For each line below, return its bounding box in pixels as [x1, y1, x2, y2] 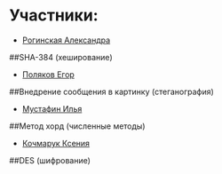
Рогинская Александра [21, 35, 111, 45]
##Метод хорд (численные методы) [9, 121, 146, 131]
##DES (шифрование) [9, 154, 91, 165]
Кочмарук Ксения [21, 138, 91, 148]
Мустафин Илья [21, 103, 83, 114]
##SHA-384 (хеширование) [9, 51, 113, 62]
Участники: [9, 5, 99, 26]
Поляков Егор [21, 68, 75, 80]
